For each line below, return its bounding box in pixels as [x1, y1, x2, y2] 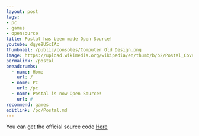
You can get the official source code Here [6, 123, 108, 130]
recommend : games [6, 101, 49, 108]
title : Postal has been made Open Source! [6, 36, 113, 42]
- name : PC [11, 80, 38, 86]
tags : [6, 14, 20, 20]
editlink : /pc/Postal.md [6, 107, 68, 113]
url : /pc [17, 85, 38, 91]
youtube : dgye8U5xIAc [6, 42, 60, 48]
